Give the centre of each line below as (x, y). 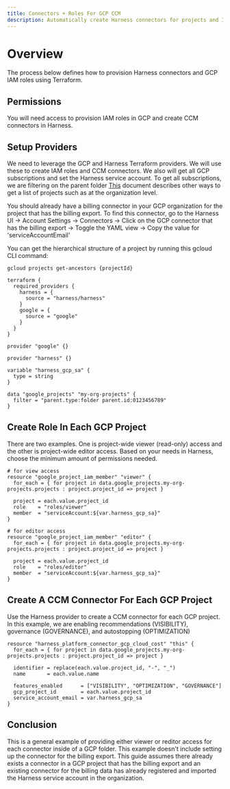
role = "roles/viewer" (50, 507)
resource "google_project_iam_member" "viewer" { (79, 477)
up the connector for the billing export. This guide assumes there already (110, 756)
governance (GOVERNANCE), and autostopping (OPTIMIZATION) (99, 631)
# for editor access (37, 531)
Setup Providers (42, 147)
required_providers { (44, 286)
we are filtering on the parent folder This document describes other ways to (114, 185)
